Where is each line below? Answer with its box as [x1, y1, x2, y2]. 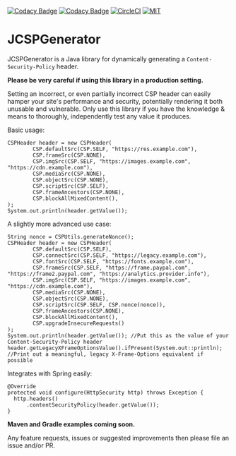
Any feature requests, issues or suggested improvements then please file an [7, 433, 230, 442]
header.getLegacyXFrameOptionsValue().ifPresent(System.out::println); [7, 344, 223, 352]
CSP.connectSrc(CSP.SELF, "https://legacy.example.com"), [33, 251, 207, 259]
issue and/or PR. [7, 441, 55, 450]
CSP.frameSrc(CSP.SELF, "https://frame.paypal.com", [33, 264, 191, 271]
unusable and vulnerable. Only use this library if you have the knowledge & [7, 104, 225, 113]
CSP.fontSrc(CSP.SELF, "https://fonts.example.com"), [33, 258, 194, 265]
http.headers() [13, 395, 59, 402]
